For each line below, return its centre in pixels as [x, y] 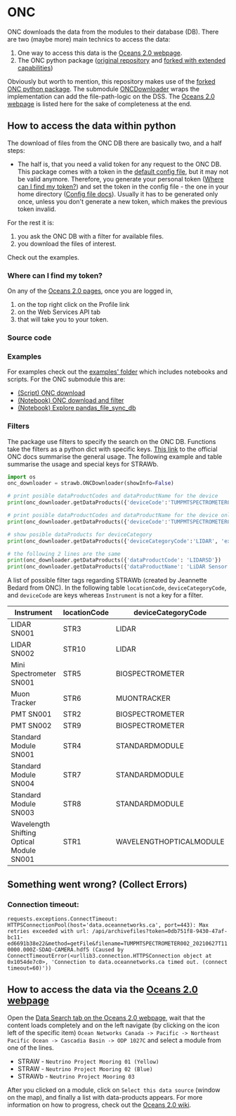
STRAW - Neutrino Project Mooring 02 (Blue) [85, 1069]
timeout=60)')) [29, 968]
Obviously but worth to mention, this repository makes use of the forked [111, 81]
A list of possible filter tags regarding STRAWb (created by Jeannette [107, 581]
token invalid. [37, 209]
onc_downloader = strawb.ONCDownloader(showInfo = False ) [91, 483]
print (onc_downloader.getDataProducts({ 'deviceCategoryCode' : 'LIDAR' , [113, 541]
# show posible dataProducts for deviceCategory [80, 534]
